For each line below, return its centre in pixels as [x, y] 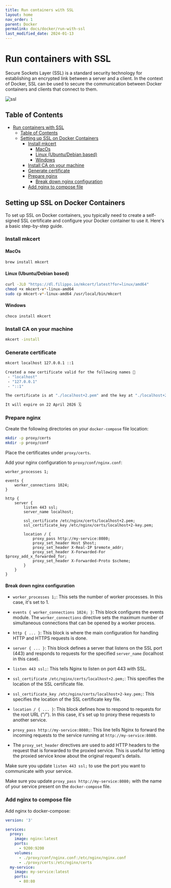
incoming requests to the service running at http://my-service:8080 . [85, 735]
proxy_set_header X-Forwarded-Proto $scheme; [81, 561]
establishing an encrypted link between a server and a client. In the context [84, 78]
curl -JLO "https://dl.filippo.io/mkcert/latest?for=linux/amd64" [77, 284]
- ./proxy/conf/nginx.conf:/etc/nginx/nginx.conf [72, 858]
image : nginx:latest [36, 839]
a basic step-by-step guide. [34, 226]
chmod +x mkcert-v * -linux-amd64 [39, 289]
